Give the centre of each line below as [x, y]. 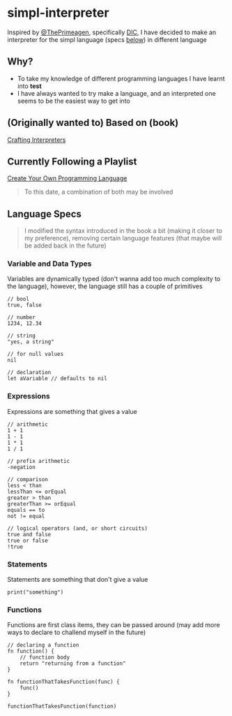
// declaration [29, 373]
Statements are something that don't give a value [78, 580]
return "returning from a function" [73, 664]
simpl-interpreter [58, 13]
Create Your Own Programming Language [67, 178]
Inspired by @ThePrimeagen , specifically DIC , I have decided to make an [112, 32]
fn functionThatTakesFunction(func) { [63, 682]
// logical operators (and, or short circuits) [78, 528]
